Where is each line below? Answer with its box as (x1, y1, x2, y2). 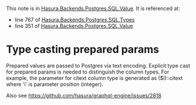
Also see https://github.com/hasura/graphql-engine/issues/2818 (6, 92, 161, 99)
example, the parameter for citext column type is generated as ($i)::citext (6, 74, 183, 81)
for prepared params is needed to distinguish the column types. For (6, 68, 170, 75)
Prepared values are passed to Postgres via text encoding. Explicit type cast (6, 62, 191, 69)
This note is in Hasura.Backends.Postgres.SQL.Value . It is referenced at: (6, 5, 180, 12)
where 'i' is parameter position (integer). (6, 80, 104, 87)
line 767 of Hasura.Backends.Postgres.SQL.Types (14, 16, 135, 23)
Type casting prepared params (6, 43, 160, 56)
